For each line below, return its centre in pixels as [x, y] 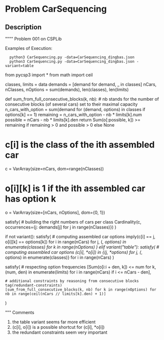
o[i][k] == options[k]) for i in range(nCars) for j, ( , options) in [66, 242]
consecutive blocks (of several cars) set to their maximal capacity [71, 104]
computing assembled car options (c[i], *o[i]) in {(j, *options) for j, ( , [74, 252]
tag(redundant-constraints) [34, 285]
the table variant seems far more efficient [54, 322]
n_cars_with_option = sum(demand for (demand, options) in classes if [75, 109]
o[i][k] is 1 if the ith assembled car [75, 189]
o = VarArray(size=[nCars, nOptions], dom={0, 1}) [55, 212]
